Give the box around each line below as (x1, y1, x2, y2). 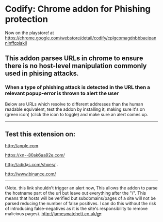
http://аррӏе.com (5, 143, 39, 149)
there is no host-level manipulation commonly (5, 62, 147, 70)
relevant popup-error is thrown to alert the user (5, 90, 119, 97)
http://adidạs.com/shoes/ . (5, 162, 58, 168)
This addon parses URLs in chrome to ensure (5, 54, 144, 63)
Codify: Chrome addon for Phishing (5, 3, 151, 15)
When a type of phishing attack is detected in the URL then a (5, 84, 150, 91)
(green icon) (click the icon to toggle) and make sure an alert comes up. (5, 111, 148, 117)
